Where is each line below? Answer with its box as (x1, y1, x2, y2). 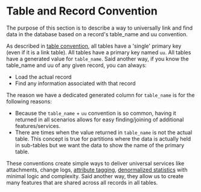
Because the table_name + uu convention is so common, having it (14, 109, 176, 117)
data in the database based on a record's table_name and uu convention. (6, 30, 188, 37)
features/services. (14, 122, 61, 129)
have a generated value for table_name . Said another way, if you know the (6, 55, 189, 62)
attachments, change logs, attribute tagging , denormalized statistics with (6, 166, 188, 173)
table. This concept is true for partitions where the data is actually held (14, 135, 191, 142)
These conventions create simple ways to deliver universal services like (6, 159, 185, 167)
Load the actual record (14, 73, 72, 80)
